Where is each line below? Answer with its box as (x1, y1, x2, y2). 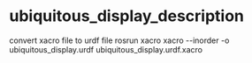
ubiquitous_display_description (9, 6, 245, 26)
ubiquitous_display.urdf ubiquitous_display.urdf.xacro (9, 44, 203, 54)
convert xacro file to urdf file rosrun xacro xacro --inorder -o (9, 35, 230, 45)
